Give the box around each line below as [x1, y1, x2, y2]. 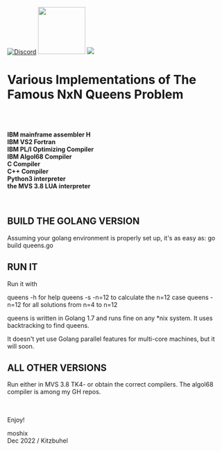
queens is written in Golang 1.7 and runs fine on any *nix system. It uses [7, 314, 213, 322]
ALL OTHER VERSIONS [7, 362, 107, 373]
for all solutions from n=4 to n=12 [22, 300, 118, 308]
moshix [7, 430, 28, 438]
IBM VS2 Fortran [7, 137, 56, 145]
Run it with [7, 279, 38, 288]
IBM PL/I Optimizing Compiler [7, 145, 94, 153]
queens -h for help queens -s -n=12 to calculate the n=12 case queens [7, 293, 210, 301]
